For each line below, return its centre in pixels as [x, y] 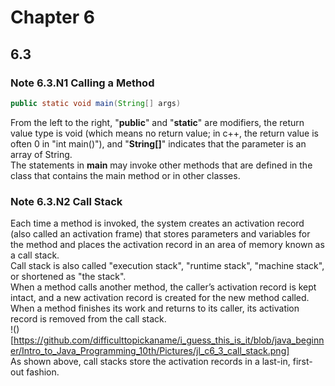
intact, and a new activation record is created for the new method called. [160, 298]
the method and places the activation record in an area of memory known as [167, 245]
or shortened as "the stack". [68, 277]
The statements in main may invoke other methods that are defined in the [161, 165]
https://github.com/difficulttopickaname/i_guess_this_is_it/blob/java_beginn [169, 340]
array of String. [41, 154]
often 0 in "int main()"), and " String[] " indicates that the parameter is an [158, 143]
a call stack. [35, 255]
